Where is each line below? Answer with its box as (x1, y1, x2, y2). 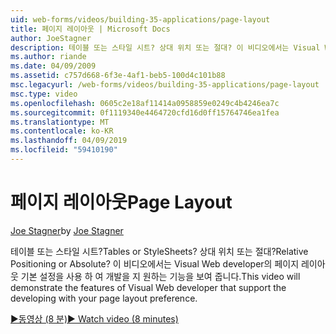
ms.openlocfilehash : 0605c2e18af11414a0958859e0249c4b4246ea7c (10, 98, 280, 108)
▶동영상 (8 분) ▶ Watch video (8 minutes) (10, 312, 179, 325)
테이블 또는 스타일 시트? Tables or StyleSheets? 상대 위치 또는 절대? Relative (10, 245, 309, 257)
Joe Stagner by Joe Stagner (10, 224, 124, 236)
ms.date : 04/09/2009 (10, 61, 97, 71)
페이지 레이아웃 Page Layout (10, 191, 233, 214)
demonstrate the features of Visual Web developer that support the (10, 281, 287, 293)
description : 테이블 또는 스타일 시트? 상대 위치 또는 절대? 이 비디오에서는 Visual (10, 42, 321, 53)
